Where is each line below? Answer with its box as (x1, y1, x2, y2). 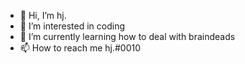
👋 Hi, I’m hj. (19, 10, 67, 21)
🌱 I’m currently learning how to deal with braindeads (19, 31, 236, 42)
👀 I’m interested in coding (19, 20, 126, 32)
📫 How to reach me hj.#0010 (19, 42, 142, 54)
